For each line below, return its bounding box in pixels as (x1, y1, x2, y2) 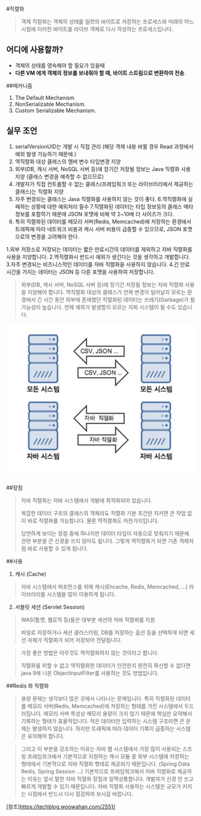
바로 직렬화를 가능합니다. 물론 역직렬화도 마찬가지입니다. (27, 517, 159, 524)
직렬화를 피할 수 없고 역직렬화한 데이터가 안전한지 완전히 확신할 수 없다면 (20, 662, 191, 669)
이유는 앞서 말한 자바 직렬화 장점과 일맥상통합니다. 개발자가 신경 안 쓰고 (27, 775, 194, 782)
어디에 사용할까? (6, 44, 64, 55)
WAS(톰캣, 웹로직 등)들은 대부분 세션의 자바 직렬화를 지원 (20, 616, 155, 623)
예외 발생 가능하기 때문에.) (14, 150, 77, 157)
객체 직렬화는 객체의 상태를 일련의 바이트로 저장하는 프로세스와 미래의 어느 (20, 18, 194, 25)
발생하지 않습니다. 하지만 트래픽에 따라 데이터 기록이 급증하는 (32, 725, 175, 733)
